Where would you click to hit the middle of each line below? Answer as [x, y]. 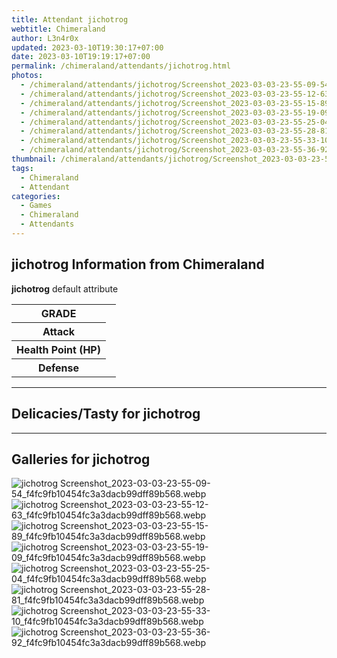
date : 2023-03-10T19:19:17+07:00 [81, 57]
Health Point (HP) [58, 349]
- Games [36, 206]
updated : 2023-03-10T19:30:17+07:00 [87, 47]
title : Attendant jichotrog [70, 19]
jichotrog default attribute [65, 288]
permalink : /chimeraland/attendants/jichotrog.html [121, 66]
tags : [22, 168]
